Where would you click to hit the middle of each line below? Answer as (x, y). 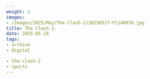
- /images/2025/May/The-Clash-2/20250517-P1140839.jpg (75, 23)
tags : (13, 39)
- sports (17, 67)
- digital (18, 50)
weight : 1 (18, 12)
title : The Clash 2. (32, 28)
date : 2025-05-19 (28, 34)
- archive (18, 45)
